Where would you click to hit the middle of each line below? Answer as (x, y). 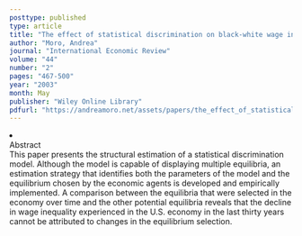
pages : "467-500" (42, 77)
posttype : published (48, 18)
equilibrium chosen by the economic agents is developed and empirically (145, 183)
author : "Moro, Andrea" (54, 43)
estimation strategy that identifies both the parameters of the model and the (150, 174)
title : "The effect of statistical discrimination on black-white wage (146, 34)
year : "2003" (34, 85)
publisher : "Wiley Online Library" (76, 101)
